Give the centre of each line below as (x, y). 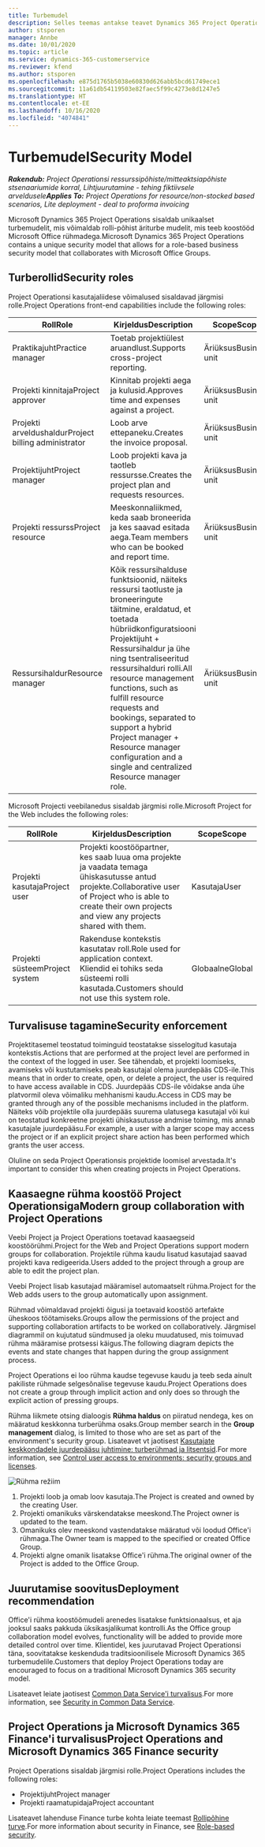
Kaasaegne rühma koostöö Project (95, 1194)
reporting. (129, 368)
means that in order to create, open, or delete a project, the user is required (131, 1078)
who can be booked (147, 547)
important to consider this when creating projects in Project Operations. (125, 1169)
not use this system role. (125, 998)
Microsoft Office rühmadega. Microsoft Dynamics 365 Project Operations (126, 236)
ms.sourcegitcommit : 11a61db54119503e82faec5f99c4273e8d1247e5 (114, 89)
